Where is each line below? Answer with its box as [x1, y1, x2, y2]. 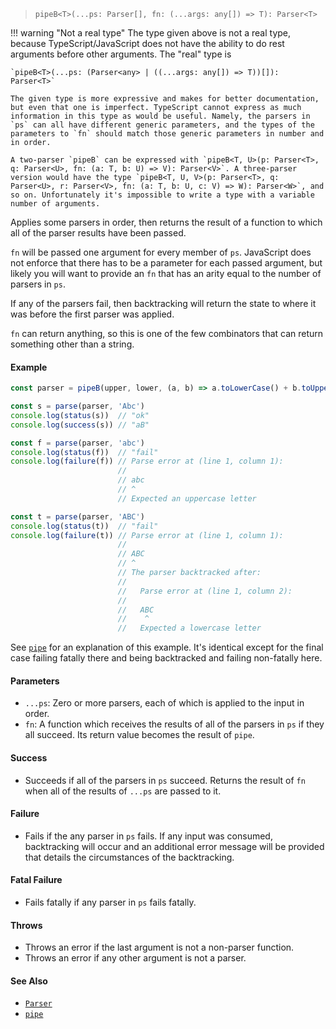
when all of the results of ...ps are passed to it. [24, 785, 222, 797]
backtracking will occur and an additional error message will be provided [24, 840, 325, 852]
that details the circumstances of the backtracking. [24, 851, 235, 863]
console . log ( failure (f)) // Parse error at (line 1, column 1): [10, 456, 284, 467]
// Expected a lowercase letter [117, 623, 262, 634]
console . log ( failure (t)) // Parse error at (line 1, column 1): [10, 530, 284, 540]
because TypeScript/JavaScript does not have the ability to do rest [10, 38, 285, 49]
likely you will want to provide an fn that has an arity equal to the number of [10, 268, 322, 279]
